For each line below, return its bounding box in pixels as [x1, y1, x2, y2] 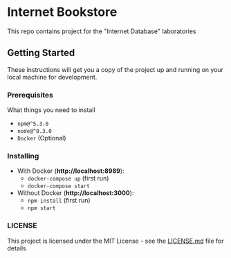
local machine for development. [7, 73, 98, 81]
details [7, 243, 26, 252]
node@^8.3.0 [17, 128, 52, 135]
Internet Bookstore [7, 4, 118, 20]
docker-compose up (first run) [27, 174, 109, 183]
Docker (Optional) [17, 134, 67, 142]
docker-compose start [27, 183, 90, 190]
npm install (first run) [27, 196, 91, 205]
